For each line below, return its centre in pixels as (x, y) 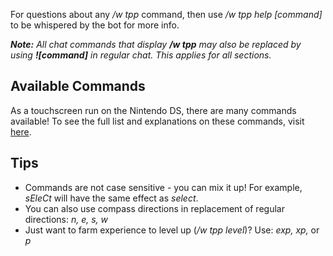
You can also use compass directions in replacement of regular (154, 208)
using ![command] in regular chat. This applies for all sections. (141, 55)
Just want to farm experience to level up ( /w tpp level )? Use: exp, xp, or (172, 230)
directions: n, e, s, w (66, 219)
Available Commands (78, 86)
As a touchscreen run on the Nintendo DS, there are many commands (153, 110)
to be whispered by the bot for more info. (95, 25)
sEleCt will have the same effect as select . (111, 198)
